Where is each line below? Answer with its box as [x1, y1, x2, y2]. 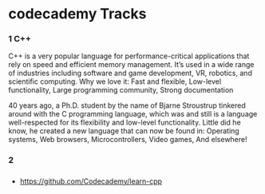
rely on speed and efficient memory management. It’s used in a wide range [8, 60, 255, 69]
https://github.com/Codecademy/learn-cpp [19, 176, 162, 186]
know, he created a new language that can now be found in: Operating [8, 126, 239, 136]
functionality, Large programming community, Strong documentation [8, 85, 234, 95]
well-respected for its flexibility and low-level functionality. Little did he [8, 117, 241, 128]
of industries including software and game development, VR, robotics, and [8, 69, 253, 78]
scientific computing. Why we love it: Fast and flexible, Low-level [8, 77, 222, 86]
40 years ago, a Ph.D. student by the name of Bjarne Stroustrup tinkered [8, 101, 246, 110]
